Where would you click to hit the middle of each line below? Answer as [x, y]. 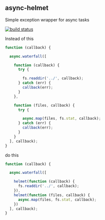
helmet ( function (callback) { [44, 182]
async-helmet [27, 8]
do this [12, 155]
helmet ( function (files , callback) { [52, 195]
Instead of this [19, 38]
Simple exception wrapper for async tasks [47, 19]
